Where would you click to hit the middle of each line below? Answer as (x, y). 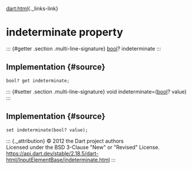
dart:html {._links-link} (32, 9)
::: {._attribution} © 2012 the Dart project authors (65, 141)
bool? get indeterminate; (38, 81)
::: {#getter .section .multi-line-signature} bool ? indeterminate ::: (84, 48)
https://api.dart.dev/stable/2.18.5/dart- (52, 153)
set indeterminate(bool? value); (47, 130)
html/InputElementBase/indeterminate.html (58, 160)
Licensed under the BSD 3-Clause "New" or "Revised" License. (83, 147)
